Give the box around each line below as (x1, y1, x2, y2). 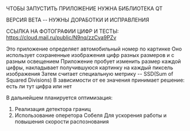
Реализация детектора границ (14, 106, 91, 112)
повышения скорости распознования (14, 118, 109, 125)
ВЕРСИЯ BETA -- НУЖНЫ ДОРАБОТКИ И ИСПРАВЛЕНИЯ (6, 16, 149, 23)
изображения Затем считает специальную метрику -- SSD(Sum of (6, 70, 174, 77)
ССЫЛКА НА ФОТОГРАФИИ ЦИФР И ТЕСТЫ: (6, 28, 119, 35)
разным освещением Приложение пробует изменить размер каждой (6, 58, 181, 65)
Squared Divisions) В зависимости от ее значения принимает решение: (6, 76, 185, 83)
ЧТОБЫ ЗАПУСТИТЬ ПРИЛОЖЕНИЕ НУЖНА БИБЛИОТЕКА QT (6, 5, 163, 12)
